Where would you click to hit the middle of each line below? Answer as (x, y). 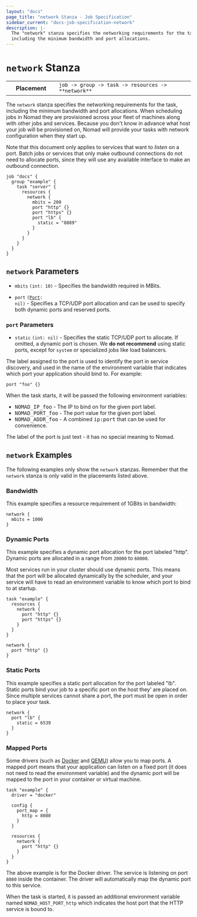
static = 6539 (34, 723)
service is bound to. (30, 909)
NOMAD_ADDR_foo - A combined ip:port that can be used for (90, 419)
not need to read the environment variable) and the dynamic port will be (93, 773)
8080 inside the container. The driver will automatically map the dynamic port (98, 879)
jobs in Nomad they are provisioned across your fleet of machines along (93, 117)
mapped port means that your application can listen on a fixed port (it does (96, 767)
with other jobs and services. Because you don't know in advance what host (98, 123)
